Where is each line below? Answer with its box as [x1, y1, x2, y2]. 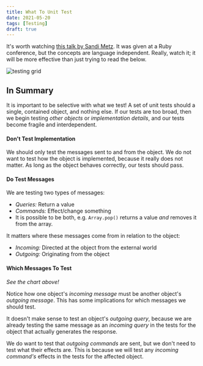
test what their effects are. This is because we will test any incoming [6, 346, 179, 353]
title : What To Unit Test [6, 9, 72, 15]
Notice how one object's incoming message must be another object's [6, 290, 182, 297]
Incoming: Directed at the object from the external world [15, 244, 157, 251]
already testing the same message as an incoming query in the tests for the [6, 321, 196, 329]
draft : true [6, 26, 37, 32]
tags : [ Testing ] [6, 20, 48, 26]
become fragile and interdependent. [6, 121, 97, 128]
